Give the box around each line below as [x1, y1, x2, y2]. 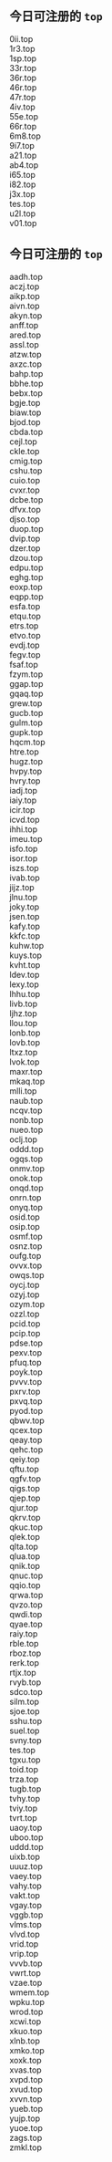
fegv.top [9, 649, 41, 660]
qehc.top [9, 1444, 44, 1455]
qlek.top [9, 1531, 41, 1542]
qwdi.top [9, 1608, 43, 1619]
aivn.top [9, 300, 40, 311]
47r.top [9, 91, 36, 102]
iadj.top [9, 785, 38, 795]
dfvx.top [9, 504, 41, 515]
